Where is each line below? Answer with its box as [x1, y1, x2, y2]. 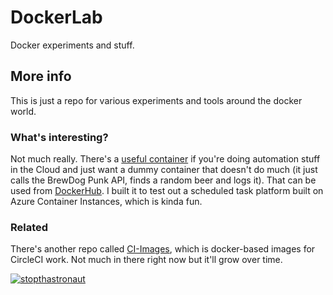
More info [10, 68, 72, 85]
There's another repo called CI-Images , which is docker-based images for [10, 243, 316, 255]
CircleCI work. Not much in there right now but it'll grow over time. [10, 254, 283, 266]
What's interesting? [10, 130, 109, 144]
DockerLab [10, 6, 103, 29]
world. [10, 105, 37, 117]
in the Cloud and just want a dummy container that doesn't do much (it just [10, 164, 318, 176]
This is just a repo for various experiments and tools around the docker [10, 94, 303, 106]
